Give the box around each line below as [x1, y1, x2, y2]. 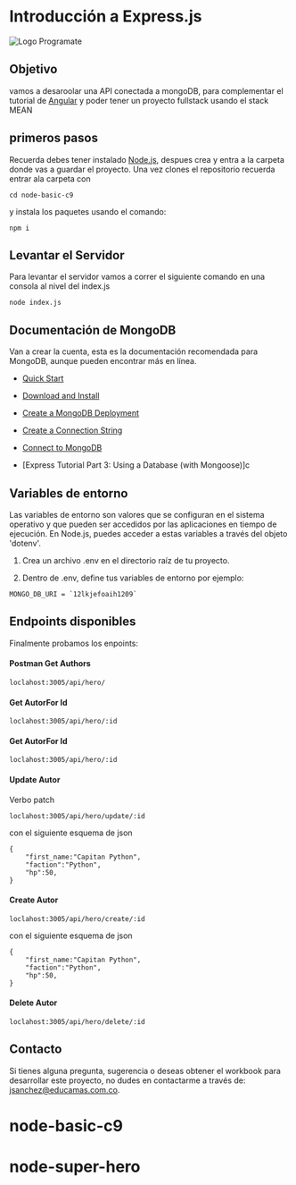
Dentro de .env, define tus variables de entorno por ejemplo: [21, 572, 244, 583]
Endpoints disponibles [9, 614, 136, 630]
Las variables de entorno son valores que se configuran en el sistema [9, 510, 265, 520]
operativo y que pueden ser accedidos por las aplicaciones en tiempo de [9, 519, 277, 529]
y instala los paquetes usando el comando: [9, 206, 167, 216]
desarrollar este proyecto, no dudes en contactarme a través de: [9, 1075, 246, 1086]
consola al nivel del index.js [9, 281, 111, 292]
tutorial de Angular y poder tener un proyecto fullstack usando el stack [9, 95, 269, 106]
